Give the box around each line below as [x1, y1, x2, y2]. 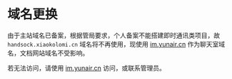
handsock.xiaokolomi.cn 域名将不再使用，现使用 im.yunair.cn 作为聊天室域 [7, 39, 226, 48]
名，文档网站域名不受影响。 [7, 49, 89, 57]
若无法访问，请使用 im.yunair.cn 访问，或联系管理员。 [7, 63, 166, 72]
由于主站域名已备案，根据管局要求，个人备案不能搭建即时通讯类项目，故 [7, 31, 220, 39]
